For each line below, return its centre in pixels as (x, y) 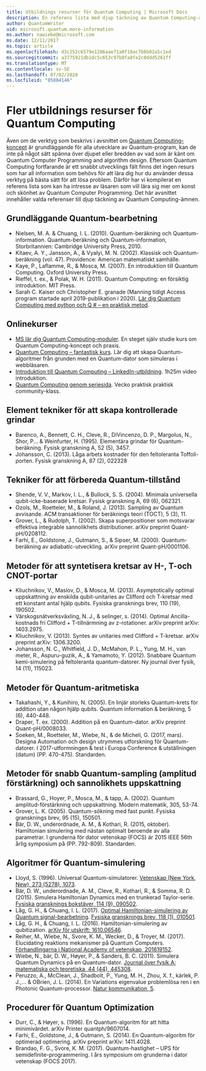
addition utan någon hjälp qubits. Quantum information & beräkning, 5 (103, 709)
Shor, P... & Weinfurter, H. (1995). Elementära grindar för (86, 441)
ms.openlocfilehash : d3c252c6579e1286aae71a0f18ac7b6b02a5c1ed (89, 52)
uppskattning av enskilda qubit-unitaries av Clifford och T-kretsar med (104, 597)
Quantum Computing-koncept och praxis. (68, 345)
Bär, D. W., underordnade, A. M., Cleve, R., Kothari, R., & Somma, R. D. (103, 891)
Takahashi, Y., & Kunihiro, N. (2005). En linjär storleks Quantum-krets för (106, 702)
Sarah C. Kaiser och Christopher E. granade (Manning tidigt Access (100, 292)
